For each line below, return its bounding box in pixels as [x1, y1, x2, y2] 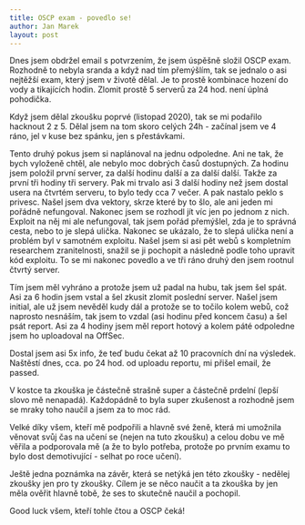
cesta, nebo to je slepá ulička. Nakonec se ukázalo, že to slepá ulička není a [9, 226, 294, 237]
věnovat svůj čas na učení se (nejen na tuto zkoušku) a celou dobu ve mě [9, 431, 285, 442]
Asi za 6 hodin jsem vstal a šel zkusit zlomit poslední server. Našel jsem [9, 292, 278, 303]
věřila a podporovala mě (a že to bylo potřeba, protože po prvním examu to [9, 441, 290, 452]
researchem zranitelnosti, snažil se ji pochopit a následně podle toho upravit [9, 245, 296, 256]
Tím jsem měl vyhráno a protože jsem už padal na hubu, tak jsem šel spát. [9, 282, 288, 293]
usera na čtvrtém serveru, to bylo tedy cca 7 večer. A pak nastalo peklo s [9, 187, 284, 198]
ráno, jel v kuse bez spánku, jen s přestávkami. [9, 131, 185, 142]
